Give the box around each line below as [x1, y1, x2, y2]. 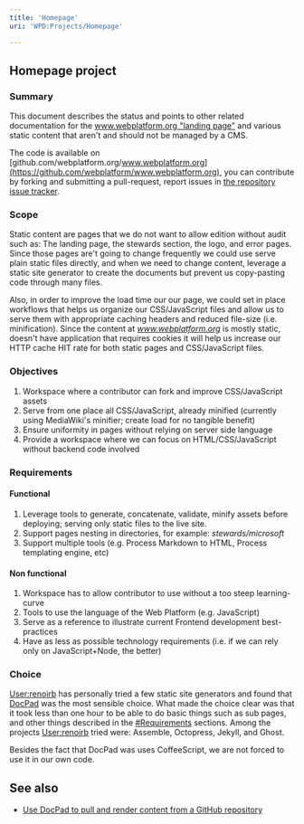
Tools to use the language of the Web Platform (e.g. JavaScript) [22, 607, 261, 618]
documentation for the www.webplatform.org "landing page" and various [9, 120, 282, 131]
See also [9, 780, 59, 796]
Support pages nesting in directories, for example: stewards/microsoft [22, 527, 285, 538]
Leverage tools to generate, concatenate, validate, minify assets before [22, 508, 289, 519]
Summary [9, 90, 54, 102]
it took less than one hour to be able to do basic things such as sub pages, [9, 707, 287, 719]
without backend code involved [22, 443, 140, 454]
